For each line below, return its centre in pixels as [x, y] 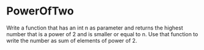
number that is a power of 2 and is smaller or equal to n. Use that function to [102, 34]
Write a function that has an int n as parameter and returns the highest [95, 28]
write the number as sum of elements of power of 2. [72, 40]
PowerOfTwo [40, 11]
